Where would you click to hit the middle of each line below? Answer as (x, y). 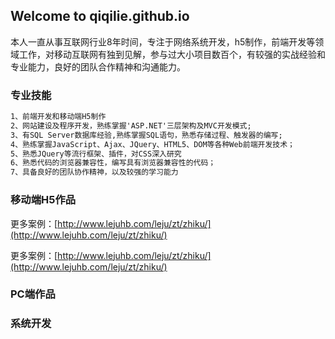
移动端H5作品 (43, 200)
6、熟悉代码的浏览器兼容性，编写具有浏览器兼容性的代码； (113, 163)
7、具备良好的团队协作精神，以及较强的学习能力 (94, 172)
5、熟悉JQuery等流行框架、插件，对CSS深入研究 (96, 154)
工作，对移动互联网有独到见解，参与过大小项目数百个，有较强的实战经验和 (172, 54)
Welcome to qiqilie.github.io (100, 16)
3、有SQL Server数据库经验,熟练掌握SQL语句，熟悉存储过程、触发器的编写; (146, 135)
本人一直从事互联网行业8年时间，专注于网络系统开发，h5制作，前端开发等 (163, 41)
